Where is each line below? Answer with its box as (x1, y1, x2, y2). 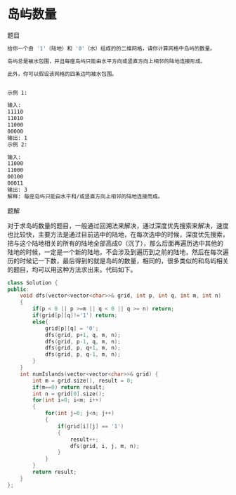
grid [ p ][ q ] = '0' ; (44, 324, 99, 332)
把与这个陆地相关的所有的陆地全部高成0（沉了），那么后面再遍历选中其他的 (7, 239, 223, 247)
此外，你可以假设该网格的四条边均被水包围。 (7, 70, 117, 77)
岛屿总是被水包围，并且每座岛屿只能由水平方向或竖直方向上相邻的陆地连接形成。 (7, 58, 206, 65)
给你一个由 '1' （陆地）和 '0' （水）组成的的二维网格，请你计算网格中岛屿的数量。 (7, 45, 216, 52)
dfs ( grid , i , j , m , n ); (70, 442, 140, 449)
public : (7, 286, 30, 293)
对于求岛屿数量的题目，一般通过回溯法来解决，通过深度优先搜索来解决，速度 (7, 221, 229, 230)
